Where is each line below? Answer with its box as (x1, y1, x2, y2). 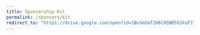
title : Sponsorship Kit (6, 8, 65, 15)
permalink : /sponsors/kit (6, 14, 70, 20)
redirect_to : (6, 20, 39, 26)
